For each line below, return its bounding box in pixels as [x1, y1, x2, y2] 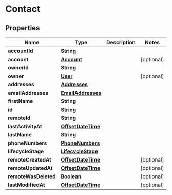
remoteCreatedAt [8, 156, 51, 163]
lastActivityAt [8, 123, 42, 130]
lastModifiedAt [8, 181, 45, 188]
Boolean [61, 173, 82, 180]
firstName [8, 98, 33, 104]
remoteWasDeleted [8, 173, 56, 180]
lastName [8, 131, 32, 138]
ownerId [8, 64, 29, 71]
